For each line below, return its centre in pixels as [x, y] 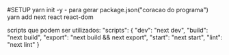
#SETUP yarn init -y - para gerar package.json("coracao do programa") [108, 10]
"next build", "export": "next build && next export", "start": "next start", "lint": [115, 37]
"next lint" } [23, 44]
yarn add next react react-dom [50, 17]
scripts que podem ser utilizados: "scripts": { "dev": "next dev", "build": [108, 30]
